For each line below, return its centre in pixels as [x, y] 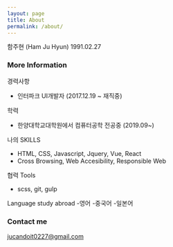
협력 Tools [21, 175]
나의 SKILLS [24, 139]
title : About [26, 20]
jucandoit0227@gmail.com [46, 236]
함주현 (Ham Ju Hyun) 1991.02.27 [54, 47]
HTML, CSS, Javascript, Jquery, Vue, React [79, 153]
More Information [37, 65]
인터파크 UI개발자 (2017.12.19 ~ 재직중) [70, 96]
